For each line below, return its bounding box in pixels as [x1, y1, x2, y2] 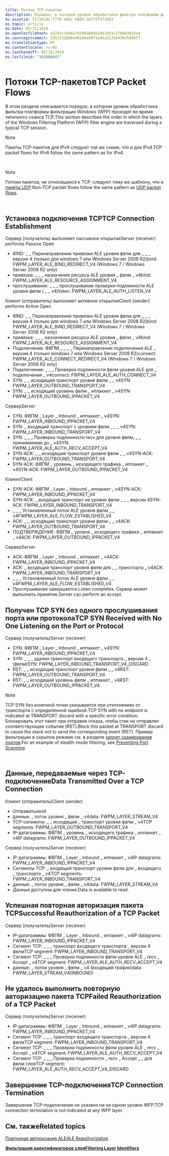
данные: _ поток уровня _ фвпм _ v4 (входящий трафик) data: [12, 964, 142, 970]
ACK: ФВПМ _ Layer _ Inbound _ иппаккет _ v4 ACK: [12, 554, 120, 560]
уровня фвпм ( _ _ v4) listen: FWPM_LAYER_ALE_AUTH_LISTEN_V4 [12, 288, 151, 294]
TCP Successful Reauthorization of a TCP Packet [5, 909, 160, 918]
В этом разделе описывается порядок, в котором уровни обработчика [5, 103, 158, 109]
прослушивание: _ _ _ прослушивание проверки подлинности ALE [12, 283, 154, 289]
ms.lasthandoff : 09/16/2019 [5, 49, 64, 54]
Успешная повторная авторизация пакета [5, 901, 144, 910]
